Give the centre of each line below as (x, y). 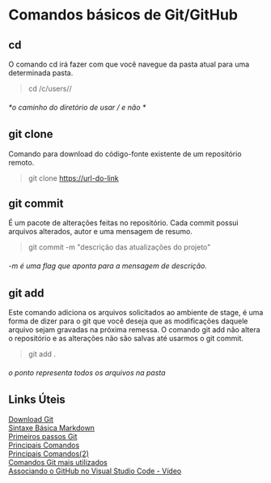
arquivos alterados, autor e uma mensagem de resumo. (100, 232)
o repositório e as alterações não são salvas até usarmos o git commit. (126, 339)
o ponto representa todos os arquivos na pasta (87, 372)
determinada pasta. (41, 73)
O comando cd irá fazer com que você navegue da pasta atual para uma (129, 64)
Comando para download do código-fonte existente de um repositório (125, 154)
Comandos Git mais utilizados (58, 462)
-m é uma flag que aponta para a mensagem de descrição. (108, 266)
